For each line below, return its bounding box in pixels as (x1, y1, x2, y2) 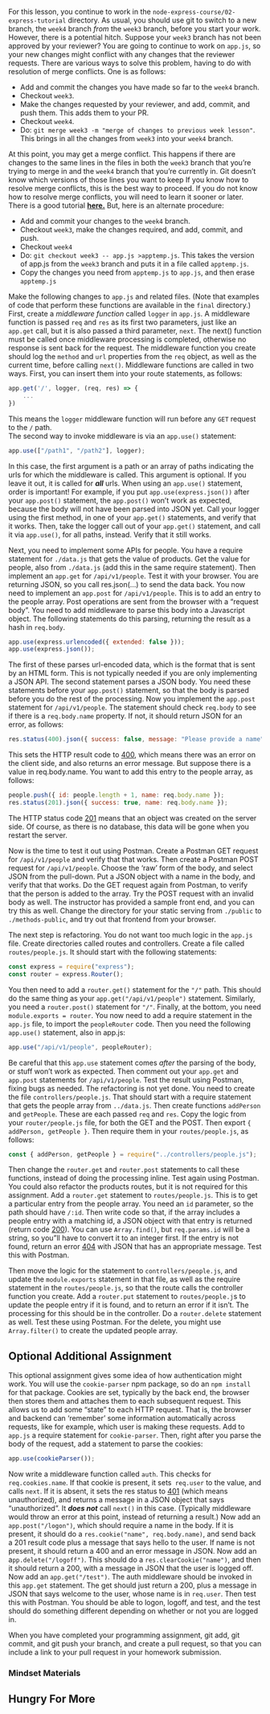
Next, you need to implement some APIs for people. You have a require (8, 545, 243, 555)
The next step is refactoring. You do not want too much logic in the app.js (8, 929, 253, 939)
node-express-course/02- (152, 8, 236, 16)
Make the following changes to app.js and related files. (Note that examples (8, 292, 260, 301)
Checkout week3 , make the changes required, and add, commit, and (19, 225, 243, 234)
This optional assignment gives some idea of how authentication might (8, 1371, 243, 1381)
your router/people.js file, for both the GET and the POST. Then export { (8, 1117, 252, 1127)
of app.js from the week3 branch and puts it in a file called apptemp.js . (19, 259, 249, 268)
